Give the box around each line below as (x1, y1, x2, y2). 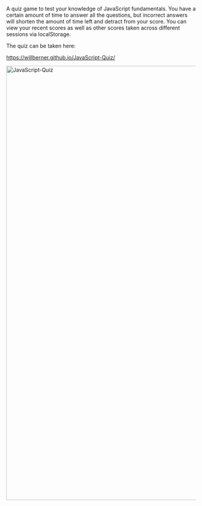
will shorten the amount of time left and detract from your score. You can (6, 18, 187, 25)
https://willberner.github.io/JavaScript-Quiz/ (6, 54, 115, 61)
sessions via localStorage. (6, 31, 71, 38)
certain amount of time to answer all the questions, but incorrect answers (6, 11, 188, 19)
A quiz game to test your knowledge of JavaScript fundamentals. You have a (6, 5, 196, 12)
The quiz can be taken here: (6, 42, 76, 49)
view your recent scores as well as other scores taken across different (6, 24, 180, 31)
